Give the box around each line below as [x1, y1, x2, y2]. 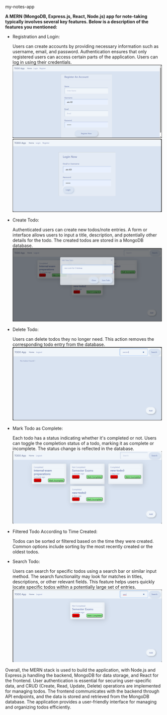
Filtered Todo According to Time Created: [12, 528, 98, 534]
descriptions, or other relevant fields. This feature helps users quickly [12, 578, 155, 585]
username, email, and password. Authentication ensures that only [12, 49, 147, 54]
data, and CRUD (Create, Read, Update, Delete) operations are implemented [5, 683, 161, 689]
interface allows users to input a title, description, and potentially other [12, 232, 157, 238]
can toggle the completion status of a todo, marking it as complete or [12, 440, 154, 446]
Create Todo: [12, 217, 40, 223]
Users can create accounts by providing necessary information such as [12, 43, 159, 49]
